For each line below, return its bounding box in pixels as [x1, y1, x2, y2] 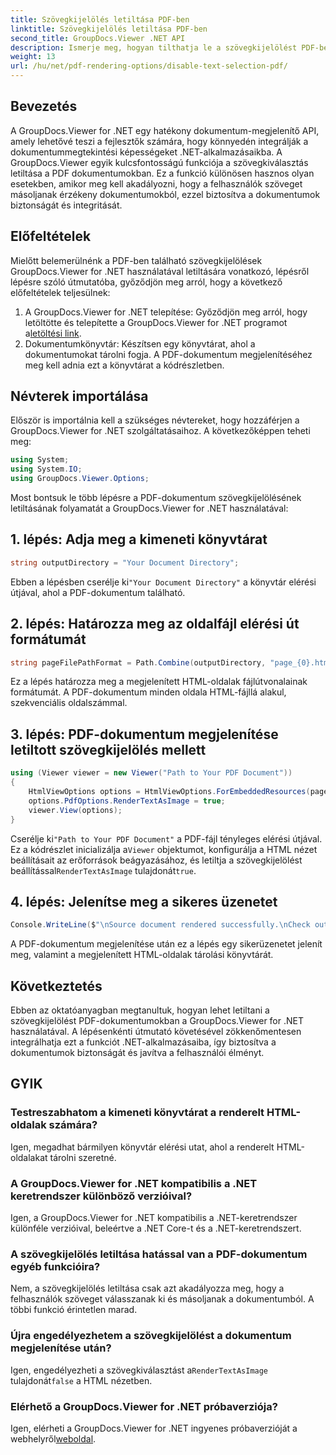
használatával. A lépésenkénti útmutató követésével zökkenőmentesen [10, 1026, 302, 1037]
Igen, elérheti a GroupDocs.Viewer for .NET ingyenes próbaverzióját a [10, 1422, 298, 1434]
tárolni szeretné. [49, 1151, 117, 1163]
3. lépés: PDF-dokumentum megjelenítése [10, 726, 279, 743]
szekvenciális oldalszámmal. [10, 697, 128, 709]
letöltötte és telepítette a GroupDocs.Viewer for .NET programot [24, 316, 288, 328]
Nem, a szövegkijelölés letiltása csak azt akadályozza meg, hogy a [10, 1282, 285, 1295]
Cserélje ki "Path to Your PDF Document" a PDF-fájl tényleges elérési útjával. [10, 832, 323, 845]
